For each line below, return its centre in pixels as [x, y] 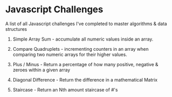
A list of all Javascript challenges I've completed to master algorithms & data [86, 24]
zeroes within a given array [41, 70]
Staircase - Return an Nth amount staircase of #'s [65, 90]
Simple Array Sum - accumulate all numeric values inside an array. [83, 39]
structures [16, 29]
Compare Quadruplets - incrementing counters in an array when [81, 49]
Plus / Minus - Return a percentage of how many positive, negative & [85, 64]
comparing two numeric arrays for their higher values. [70, 54]
